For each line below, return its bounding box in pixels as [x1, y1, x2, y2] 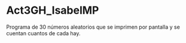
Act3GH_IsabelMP [6, 4, 99, 17]
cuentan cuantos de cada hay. [6, 29, 81, 36]
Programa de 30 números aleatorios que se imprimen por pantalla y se [6, 23, 181, 30]
